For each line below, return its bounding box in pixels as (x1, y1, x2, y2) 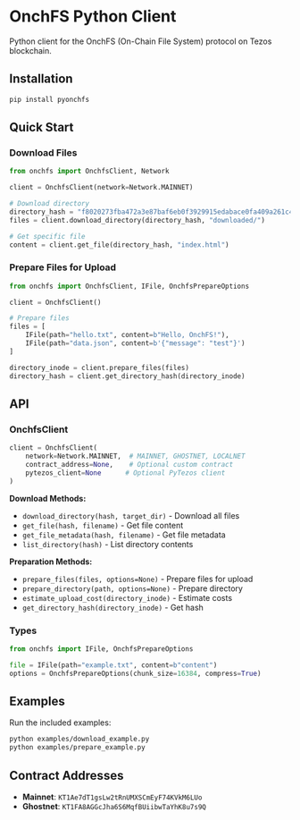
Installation (9, 72, 73, 87)
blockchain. (9, 45, 52, 55)
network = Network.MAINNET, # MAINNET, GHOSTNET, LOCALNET (25, 452, 246, 461)
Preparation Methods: (9, 556, 93, 567)
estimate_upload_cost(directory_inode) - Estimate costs (21, 592, 233, 603)
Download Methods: (9, 493, 87, 503)
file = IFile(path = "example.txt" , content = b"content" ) (9, 660, 218, 670)
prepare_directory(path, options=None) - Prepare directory (21, 583, 244, 594)
